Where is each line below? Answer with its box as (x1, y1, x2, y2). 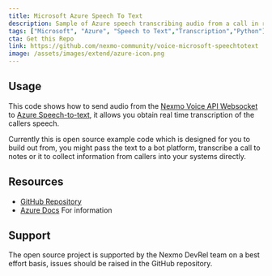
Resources (8, 175, 64, 189)
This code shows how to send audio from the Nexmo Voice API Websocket (8, 101, 258, 110)
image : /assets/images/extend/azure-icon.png (8, 50, 164, 58)
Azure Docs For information (19, 205, 113, 215)
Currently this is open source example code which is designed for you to (8, 134, 251, 144)
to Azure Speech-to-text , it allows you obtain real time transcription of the (8, 110, 255, 119)
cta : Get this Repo (8, 34, 74, 43)
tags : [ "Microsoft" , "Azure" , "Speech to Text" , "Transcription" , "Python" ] (8, 27, 266, 35)
